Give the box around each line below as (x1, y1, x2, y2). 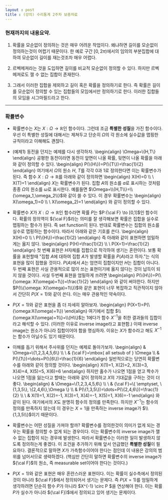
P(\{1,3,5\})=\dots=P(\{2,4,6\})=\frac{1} (78, 387, 158, 393)
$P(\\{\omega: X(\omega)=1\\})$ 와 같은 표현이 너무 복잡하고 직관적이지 (12, 285, 153, 291)
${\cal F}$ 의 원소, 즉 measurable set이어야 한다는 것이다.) (12, 460, 128, 466)
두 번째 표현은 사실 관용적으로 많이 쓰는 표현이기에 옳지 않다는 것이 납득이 (12, 266, 155, 272)
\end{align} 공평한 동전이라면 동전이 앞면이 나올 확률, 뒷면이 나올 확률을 (12, 155, 153, 161)
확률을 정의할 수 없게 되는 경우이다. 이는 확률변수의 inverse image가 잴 (21, 429, 160, 435)
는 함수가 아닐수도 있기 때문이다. (12, 333, 75, 339)
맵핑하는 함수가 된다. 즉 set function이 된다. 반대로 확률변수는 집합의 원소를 (12, 222, 160, 228)
